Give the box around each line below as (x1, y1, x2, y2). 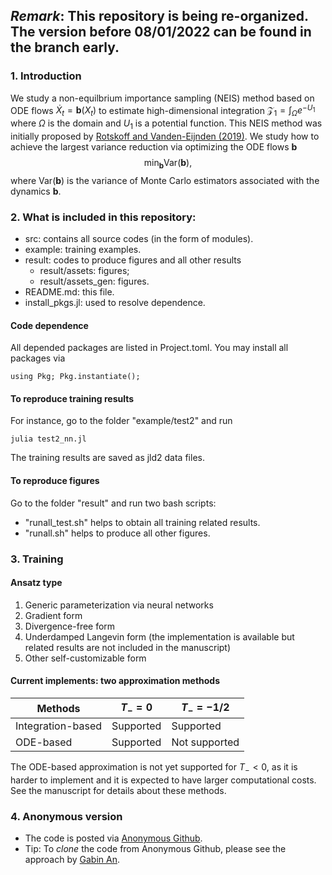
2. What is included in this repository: (10, 210, 197, 224)
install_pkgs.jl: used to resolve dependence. (24, 297, 206, 309)
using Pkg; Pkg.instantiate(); (10, 372, 141, 382)
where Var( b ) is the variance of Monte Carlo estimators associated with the (10, 174, 320, 186)
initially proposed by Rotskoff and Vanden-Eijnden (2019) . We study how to (10, 130, 320, 142)
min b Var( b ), (143, 156, 193, 171)
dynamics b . (10, 185, 62, 197)
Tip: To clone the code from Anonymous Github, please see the (24, 843, 287, 855)
